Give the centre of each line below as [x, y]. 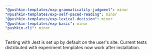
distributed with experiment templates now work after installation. [72, 48]
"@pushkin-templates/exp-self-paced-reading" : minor [61, 14]
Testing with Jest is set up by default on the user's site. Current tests [76, 42]
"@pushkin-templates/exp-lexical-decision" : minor [59, 19]
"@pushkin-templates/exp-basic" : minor [47, 24]
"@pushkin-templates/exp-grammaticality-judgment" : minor [67, 10]
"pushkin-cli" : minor [28, 28]
